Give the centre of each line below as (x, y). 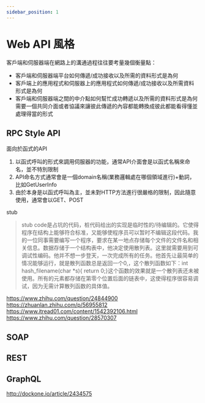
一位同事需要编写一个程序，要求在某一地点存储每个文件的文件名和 (110, 240)
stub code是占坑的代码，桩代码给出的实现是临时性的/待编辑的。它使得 (110, 225)
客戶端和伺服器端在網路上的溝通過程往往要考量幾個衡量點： (81, 62)
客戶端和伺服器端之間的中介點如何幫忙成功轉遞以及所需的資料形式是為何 (106, 98)
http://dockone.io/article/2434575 (49, 393)
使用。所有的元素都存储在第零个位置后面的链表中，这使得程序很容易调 (110, 279)
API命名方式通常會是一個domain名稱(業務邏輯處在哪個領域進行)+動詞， (105, 177)
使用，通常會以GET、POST (49, 200)
